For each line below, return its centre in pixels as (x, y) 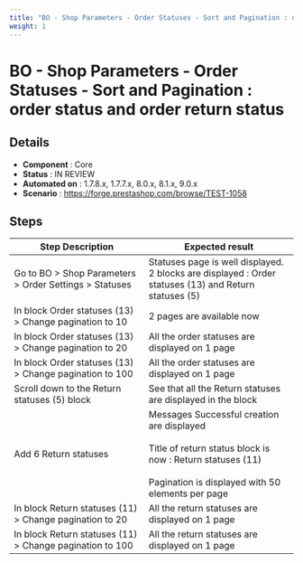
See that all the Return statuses (215, 389)
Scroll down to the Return (68, 389)
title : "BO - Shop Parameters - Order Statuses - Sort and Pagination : (149, 18)
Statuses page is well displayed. (216, 262)
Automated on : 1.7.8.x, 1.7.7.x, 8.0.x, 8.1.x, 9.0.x (110, 183)
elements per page (188, 493)
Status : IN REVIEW (59, 174)
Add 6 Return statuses (61, 455)
